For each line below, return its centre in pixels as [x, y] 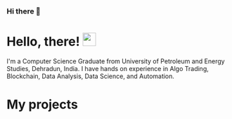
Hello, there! [43, 42]
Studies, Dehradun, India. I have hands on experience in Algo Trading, [108, 68]
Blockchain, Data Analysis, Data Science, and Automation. [91, 76]
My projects [42, 105]
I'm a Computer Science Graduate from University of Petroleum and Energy [116, 61]
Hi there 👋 [24, 11]
